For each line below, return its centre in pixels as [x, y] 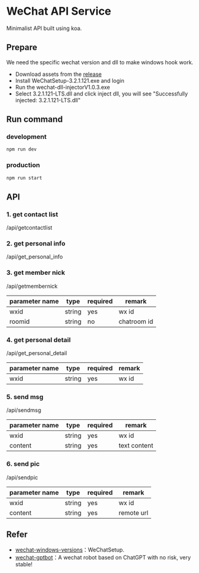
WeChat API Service [59, 11]
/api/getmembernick [32, 286]
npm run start [24, 178]
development [27, 137]
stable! [24, 564]
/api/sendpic [22, 477]
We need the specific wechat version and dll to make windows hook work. [100, 62]
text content [136, 446]
